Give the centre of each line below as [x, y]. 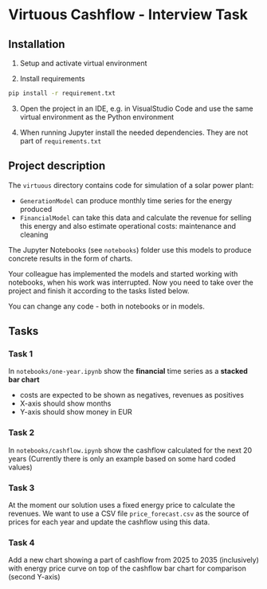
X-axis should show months [65, 403]
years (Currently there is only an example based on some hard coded [122, 458]
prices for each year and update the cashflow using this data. [109, 522]
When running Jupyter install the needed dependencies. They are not [134, 132]
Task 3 [22, 488]
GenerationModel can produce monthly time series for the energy [126, 200]
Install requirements [52, 79]
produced [36, 209]
